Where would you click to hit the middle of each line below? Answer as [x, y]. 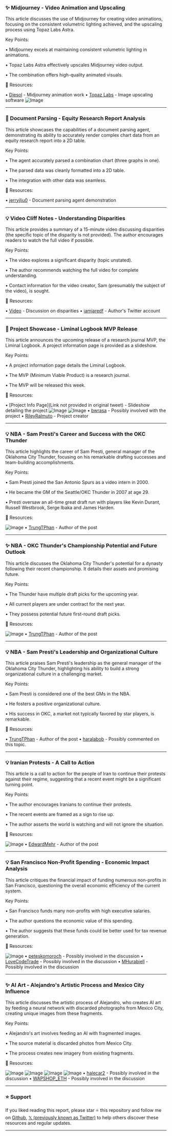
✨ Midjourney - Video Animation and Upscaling [65, 8]
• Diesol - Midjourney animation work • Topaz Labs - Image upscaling [79, 95]
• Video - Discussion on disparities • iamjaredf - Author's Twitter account [83, 311]
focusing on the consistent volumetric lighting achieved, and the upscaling [84, 24]
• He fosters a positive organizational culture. [53, 704]
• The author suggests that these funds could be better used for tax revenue [86, 930]
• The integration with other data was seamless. [56, 180]
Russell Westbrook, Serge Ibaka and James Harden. [60, 508]
